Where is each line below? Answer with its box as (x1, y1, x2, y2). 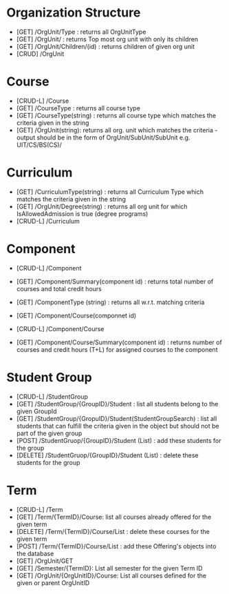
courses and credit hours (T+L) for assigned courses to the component (16, 345, 218, 353)
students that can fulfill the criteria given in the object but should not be (16, 422, 219, 430)
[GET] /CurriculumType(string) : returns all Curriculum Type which (16, 188, 204, 196)
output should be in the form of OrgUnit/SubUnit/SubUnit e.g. (16, 133, 190, 141)
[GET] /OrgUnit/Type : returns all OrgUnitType (16, 28, 146, 36)
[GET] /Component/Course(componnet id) (16, 311, 137, 319)
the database (16, 549, 54, 557)
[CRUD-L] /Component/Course (16, 324, 105, 333)
